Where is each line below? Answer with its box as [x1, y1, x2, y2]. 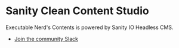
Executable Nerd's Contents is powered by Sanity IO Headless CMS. [5, 24, 174, 31]
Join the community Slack [14, 35, 79, 42]
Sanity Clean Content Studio [5, 4, 150, 18]
